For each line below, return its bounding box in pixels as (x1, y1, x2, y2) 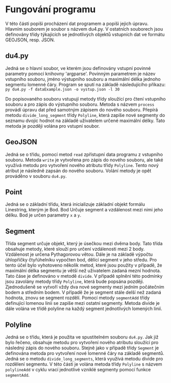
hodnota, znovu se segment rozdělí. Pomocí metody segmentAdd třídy (5, 295, 150, 301)
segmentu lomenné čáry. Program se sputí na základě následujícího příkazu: (5, 81, 166, 87)
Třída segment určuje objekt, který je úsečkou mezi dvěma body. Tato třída (5, 241, 163, 247)
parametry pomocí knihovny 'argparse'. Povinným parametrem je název (5, 70, 156, 77)
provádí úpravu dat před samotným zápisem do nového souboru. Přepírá (5, 106, 158, 113)
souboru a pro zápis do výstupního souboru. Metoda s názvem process (5, 101, 155, 107)
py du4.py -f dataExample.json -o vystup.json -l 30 (5, 87, 120, 92)
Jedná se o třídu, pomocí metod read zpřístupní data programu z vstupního (5, 151, 163, 157)
